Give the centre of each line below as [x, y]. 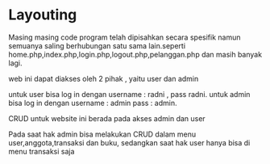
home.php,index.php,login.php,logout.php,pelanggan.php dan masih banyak [135, 54]
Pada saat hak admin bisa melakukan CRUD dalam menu [102, 134]
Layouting [43, 15]
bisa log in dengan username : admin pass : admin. [93, 103]
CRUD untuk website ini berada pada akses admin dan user [107, 118]
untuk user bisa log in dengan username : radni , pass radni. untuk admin [129, 94]
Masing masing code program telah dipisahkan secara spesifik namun [125, 37]
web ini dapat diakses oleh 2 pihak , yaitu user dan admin [104, 78]
